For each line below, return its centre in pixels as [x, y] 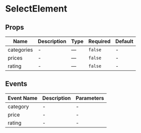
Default [124, 41]
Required [100, 41]
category [18, 106]
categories [20, 50]
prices [15, 58]
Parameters [90, 98]
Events [16, 84]
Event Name [23, 98]
